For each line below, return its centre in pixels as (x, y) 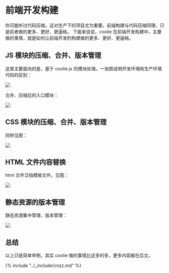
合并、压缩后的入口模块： (32, 95)
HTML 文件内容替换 (36, 162)
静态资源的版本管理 (35, 202)
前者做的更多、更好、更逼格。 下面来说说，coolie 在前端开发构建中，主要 (86, 31)
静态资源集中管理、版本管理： (36, 215)
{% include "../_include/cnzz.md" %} (43, 265)
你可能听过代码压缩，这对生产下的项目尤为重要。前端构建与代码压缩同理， (82, 25)
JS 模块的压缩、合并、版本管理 (53, 55)
